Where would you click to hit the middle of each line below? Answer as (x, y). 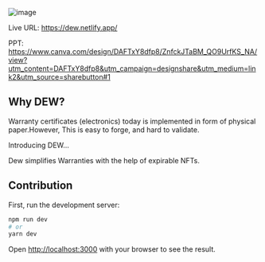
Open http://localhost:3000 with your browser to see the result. (112, 249)
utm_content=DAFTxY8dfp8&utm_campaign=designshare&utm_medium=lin (132, 68)
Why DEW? (37, 102)
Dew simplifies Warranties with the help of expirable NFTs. (104, 160)
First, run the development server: (64, 205)
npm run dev (28, 219)
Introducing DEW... (39, 145)
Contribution (41, 186)
